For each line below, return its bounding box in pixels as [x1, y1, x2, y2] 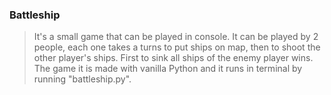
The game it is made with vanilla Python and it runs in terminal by [33, 63, 303, 75]
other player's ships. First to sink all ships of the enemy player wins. [33, 52, 314, 64]
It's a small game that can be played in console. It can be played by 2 [33, 31, 319, 43]
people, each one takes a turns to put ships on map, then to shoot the [33, 41, 321, 53]
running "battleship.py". [33, 73, 132, 85]
